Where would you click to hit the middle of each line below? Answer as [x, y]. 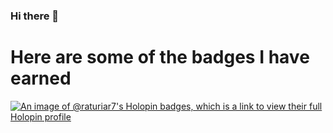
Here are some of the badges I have [160, 57]
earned [41, 78]
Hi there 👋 [35, 16]
